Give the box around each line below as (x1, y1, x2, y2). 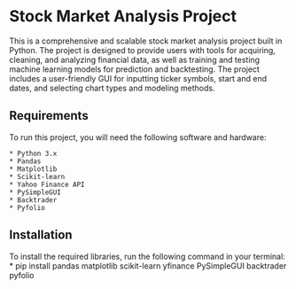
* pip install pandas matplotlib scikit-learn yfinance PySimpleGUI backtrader (9, 260, 287, 271)
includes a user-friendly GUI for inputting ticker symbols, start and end (9, 73, 268, 83)
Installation (9, 228, 73, 243)
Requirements (9, 108, 89, 123)
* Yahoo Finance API (9, 180, 86, 189)
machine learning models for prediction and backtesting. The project (9, 64, 260, 74)
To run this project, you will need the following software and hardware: (9, 131, 267, 143)
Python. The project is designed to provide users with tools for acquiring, (9, 44, 277, 55)
